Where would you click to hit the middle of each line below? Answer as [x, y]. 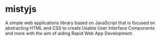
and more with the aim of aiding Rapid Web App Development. [69, 33]
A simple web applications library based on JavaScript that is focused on [80, 23]
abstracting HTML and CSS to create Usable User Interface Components [80, 28]
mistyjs [21, 9]
